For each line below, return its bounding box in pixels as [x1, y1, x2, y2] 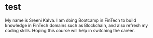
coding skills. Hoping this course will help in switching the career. [5, 27, 135, 33]
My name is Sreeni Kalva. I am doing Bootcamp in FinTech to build [5, 17, 136, 23]
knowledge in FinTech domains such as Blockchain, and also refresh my [5, 22, 148, 28]
